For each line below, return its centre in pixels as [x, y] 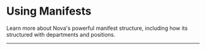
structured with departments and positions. [61, 34]
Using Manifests [49, 11]
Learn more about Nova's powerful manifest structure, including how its [97, 28]
